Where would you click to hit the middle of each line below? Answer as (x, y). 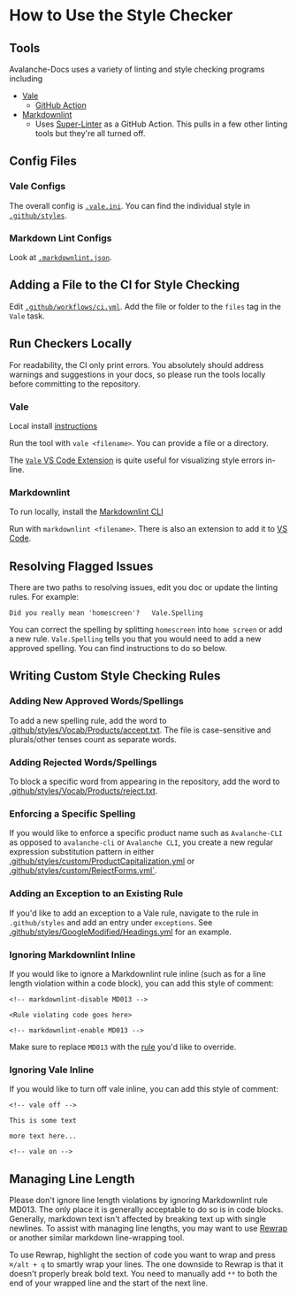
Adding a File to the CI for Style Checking (125, 285)
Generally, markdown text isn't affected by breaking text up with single (138, 1219)
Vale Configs (38, 187)
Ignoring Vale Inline (52, 1070)
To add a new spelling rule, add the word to (88, 720)
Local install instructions (53, 426)
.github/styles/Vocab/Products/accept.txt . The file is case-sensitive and (140, 730)
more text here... (43, 1136)
